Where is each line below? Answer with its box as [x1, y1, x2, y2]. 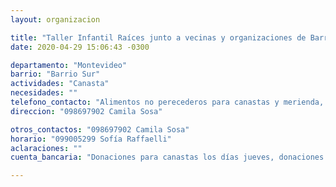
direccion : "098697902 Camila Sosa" [10, 106, 163, 116]
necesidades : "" [10, 88, 78, 98]
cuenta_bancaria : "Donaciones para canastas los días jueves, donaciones [10, 152, 325, 163]
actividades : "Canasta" [10, 79, 110, 89]
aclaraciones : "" [10, 143, 83, 153]
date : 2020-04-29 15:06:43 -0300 [10, 42, 150, 52]
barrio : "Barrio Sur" [10, 69, 101, 80]
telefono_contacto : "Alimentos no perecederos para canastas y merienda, [10, 97, 325, 107]
